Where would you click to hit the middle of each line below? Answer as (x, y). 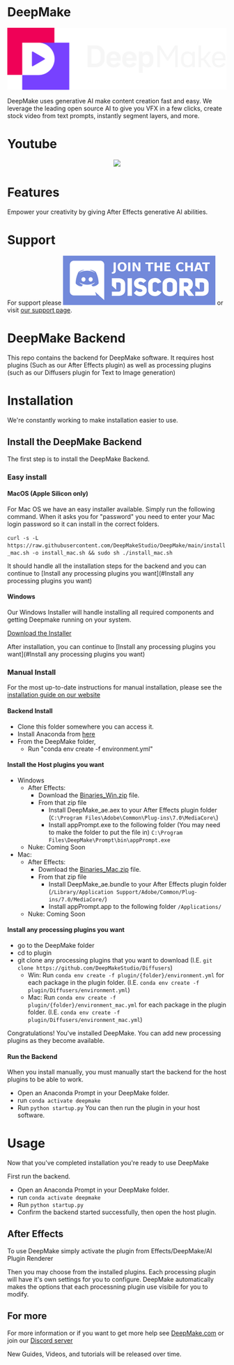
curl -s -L (23, 538)
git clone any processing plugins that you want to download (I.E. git (115, 960)
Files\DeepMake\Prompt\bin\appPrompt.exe (109, 840)
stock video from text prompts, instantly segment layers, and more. (103, 116)
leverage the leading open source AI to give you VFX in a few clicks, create (115, 108)
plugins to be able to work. (45, 1079)
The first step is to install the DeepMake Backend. (78, 459)
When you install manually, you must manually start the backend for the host (117, 1072)
